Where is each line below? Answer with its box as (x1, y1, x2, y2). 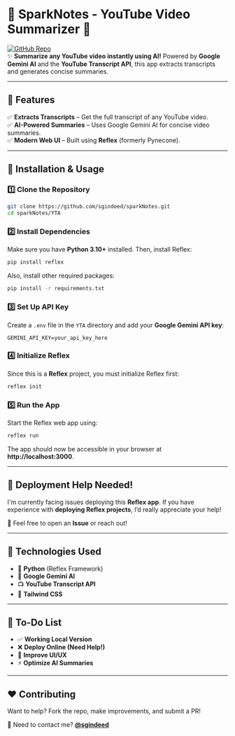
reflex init (7, 383, 42, 390)
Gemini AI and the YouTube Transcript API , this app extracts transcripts (7, 60, 215, 68)
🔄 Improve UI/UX (17, 651, 68, 660)
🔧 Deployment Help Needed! (7, 479, 134, 491)
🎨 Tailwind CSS (17, 590, 63, 598)
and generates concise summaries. (7, 67, 108, 76)
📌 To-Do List (7, 616, 62, 628)
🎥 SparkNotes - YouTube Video (7, 6, 191, 22)
